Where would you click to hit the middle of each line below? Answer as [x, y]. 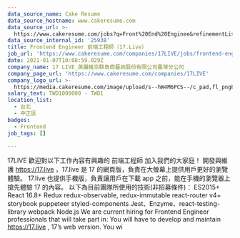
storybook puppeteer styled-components [68, 204]
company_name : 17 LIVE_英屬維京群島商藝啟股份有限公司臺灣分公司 [96, 67]
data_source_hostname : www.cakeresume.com [71, 21]
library [17, 212]
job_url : [20, 54]
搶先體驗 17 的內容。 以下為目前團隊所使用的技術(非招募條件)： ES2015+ [114, 187]
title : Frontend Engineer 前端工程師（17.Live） [77, 47]
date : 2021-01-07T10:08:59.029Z [55, 61]
